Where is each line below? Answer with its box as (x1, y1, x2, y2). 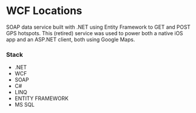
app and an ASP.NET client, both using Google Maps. (6, 36, 135, 43)
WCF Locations (6, 4, 82, 18)
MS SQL (14, 101, 35, 108)
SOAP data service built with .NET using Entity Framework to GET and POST (6, 23, 191, 30)
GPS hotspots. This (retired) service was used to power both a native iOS (6, 29, 184, 36)
